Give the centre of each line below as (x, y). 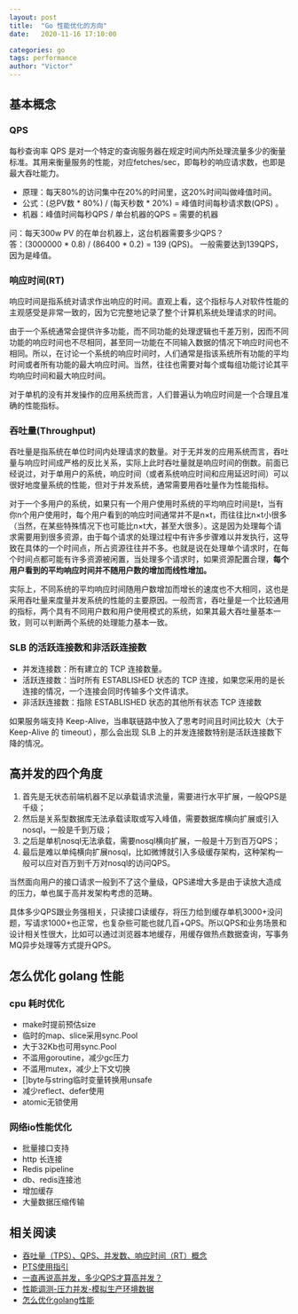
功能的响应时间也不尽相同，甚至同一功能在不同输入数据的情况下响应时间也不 (149, 342)
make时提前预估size (59, 1025)
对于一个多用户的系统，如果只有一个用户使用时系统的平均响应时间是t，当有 (146, 504)
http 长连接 (42, 1160)
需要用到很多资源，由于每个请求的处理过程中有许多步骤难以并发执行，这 (149, 537)
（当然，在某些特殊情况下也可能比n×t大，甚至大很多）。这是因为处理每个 (142, 526)
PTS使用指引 (45, 1267)
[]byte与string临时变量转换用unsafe (87, 1080)
